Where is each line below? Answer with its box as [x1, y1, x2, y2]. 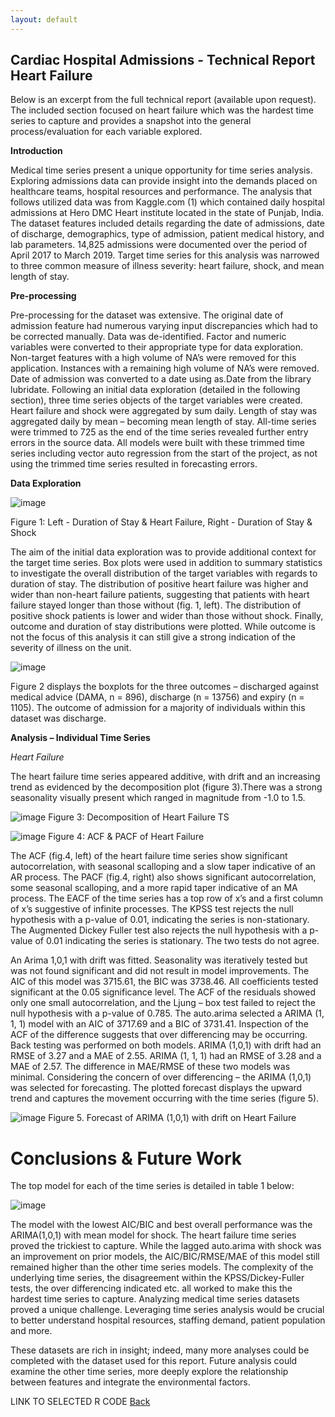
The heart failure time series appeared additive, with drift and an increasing [10, 771, 321, 783]
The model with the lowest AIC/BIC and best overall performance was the [10, 1219, 313, 1231]
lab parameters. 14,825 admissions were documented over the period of [10, 239, 308, 251]
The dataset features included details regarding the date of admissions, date [10, 217, 325, 230]
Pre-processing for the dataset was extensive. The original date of [10, 309, 284, 321]
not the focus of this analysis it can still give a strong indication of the [10, 631, 297, 643]
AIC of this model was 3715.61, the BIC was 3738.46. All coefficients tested [10, 976, 319, 988]
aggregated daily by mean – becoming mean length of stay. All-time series [10, 416, 317, 428]
